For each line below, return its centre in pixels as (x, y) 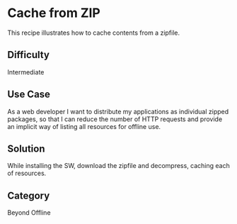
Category (29, 195)
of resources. (27, 173)
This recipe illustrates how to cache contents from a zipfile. (94, 33)
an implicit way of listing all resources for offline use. (84, 126)
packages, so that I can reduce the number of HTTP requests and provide (115, 119)
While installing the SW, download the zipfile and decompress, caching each (118, 166)
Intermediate (26, 72)
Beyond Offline (29, 213)
